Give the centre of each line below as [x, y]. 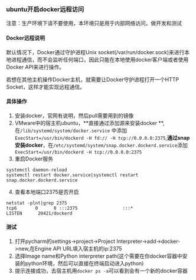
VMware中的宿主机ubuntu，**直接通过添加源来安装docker [86, 123]
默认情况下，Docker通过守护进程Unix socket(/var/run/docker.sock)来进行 [95, 52]
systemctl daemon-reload [37, 170]
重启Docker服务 [34, 159]
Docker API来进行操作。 [35, 67]
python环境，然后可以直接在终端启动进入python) [84, 263]
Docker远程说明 [26, 38]
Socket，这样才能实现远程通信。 [46, 87]
